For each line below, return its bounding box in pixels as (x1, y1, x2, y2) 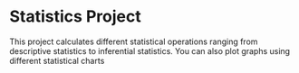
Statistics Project (9, 6, 142, 27)
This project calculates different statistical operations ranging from (9, 36, 258, 47)
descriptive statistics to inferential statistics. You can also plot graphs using (9, 45, 291, 56)
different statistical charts (9, 55, 105, 66)
